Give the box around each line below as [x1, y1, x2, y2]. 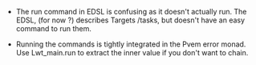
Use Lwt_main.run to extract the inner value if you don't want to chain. [15, 48, 249, 57]
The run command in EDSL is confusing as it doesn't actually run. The [15, 7, 247, 16]
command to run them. [15, 24, 92, 33]
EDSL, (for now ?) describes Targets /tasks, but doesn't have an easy [15, 15, 246, 25]
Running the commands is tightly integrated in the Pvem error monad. [15, 39, 246, 49]
